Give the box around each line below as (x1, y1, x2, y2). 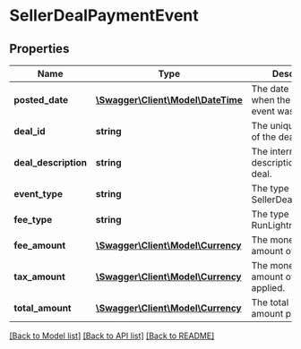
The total (251, 296, 289, 309)
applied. (251, 282, 285, 294)
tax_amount (13, 270, 65, 283)
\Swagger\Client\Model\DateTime (95, 94, 244, 106)
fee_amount (13, 239, 66, 251)
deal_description (13, 157, 88, 168)
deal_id (13, 125, 46, 137)
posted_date (13, 94, 69, 106)
